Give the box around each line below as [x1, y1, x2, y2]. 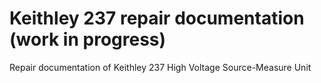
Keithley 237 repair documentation [9, 7, 305, 30]
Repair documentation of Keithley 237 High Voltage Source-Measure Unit [9, 61, 312, 73]
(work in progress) [9, 28, 167, 51]
